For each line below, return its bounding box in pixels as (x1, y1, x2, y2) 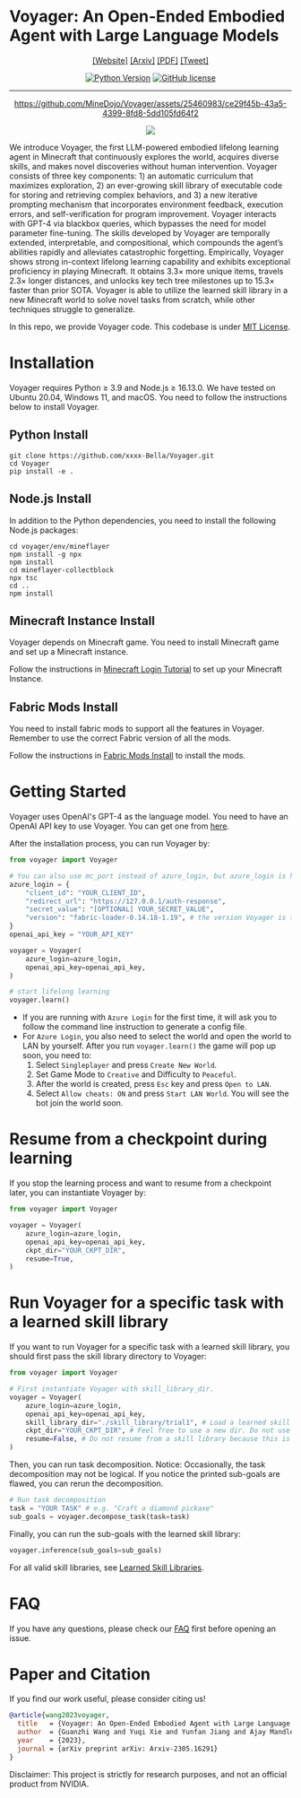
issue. (9, 1632, 31, 1643)
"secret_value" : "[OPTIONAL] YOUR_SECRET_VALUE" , (25, 905, 215, 914)
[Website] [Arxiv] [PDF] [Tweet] (92, 55, 209, 65)
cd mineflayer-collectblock (9, 565, 115, 575)
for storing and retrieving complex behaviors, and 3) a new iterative (9, 189, 258, 200)
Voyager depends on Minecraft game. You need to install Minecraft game (9, 637, 279, 647)
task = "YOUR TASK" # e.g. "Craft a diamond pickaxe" (9, 1504, 215, 1513)
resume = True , (25, 1254, 74, 1264)
